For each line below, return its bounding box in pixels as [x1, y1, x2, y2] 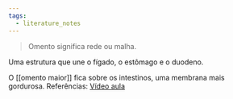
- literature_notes [15, 19, 81, 27]
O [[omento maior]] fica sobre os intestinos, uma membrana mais [8, 72, 225, 82]
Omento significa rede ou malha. [27, 41, 137, 51]
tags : [8, 11, 27, 20]
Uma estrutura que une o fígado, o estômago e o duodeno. [8, 57, 204, 67]
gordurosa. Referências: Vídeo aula [8, 81, 126, 91]
